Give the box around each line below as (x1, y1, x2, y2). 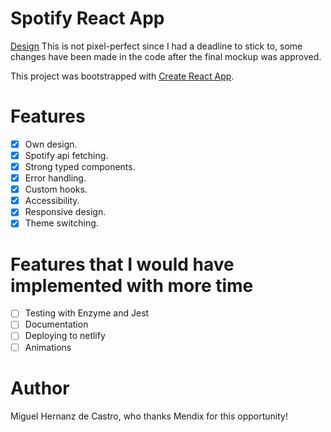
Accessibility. (24, 195, 80, 207)
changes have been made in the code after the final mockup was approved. (10, 50, 322, 62)
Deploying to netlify (24, 330, 106, 342)
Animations (24, 341, 72, 353)
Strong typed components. (24, 161, 136, 172)
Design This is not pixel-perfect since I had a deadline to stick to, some (10, 40, 303, 52)
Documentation (24, 318, 89, 331)
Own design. (24, 138, 78, 150)
